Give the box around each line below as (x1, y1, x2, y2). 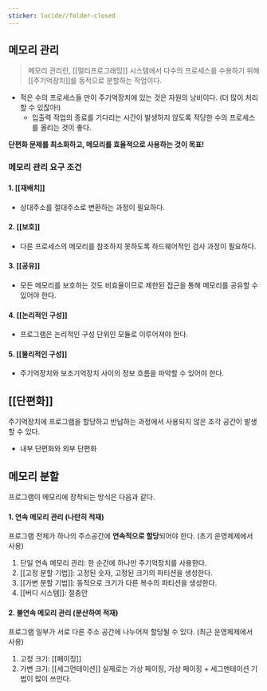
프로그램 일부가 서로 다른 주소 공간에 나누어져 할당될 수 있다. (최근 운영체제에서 (8, 627, 253, 637)
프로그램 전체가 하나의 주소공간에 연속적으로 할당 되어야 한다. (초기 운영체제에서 (8, 531, 253, 541)
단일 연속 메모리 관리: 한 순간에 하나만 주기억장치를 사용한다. (19, 558, 207, 568)
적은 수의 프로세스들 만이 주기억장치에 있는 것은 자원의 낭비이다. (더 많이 (19, 93, 244, 102)
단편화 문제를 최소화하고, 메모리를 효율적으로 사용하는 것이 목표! (8, 140, 205, 149)
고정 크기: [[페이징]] (19, 654, 82, 664)
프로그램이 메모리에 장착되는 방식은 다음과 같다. (8, 492, 155, 502)
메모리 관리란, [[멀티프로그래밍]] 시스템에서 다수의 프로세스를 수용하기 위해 (27, 66, 260, 76)
